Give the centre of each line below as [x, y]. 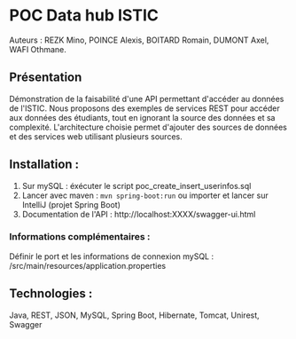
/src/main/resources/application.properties [88, 265]
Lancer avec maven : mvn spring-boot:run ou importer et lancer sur [145, 195]
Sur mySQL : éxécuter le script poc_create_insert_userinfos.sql [136, 185]
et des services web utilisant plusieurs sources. [96, 136]
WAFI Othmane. [38, 49]
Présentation [46, 78]
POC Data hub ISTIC [84, 16]
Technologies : [51, 294]
